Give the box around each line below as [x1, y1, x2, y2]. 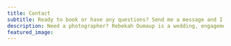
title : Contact [7, 9, 51, 17]
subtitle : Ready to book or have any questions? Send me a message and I [7, 16, 223, 23]
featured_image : [7, 28, 54, 36]
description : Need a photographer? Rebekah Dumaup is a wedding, [7, 22, 198, 29]
